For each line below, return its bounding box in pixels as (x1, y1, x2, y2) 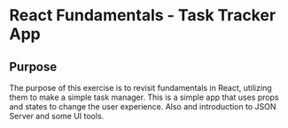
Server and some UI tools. (9, 111, 105, 121)
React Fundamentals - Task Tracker (9, 5, 276, 26)
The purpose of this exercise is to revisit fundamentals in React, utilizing (9, 83, 272, 93)
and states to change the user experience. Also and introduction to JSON (9, 102, 276, 111)
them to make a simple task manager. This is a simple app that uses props (9, 92, 279, 102)
